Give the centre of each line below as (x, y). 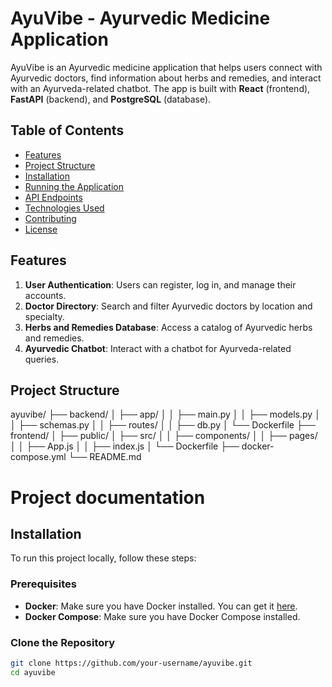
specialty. (44, 316)
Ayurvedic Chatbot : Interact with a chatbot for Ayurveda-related (158, 348)
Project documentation (108, 497)
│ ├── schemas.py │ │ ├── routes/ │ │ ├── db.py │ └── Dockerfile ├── (163, 425)
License (41, 229)
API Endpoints (53, 197)
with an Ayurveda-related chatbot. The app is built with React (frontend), (160, 88)
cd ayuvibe (33, 672)
